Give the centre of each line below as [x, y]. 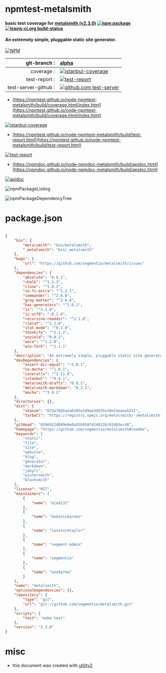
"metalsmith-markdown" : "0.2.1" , [57, 388]
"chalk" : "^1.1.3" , [43, 282]
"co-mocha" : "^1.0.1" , [46, 369]
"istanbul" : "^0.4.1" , [46, 379]
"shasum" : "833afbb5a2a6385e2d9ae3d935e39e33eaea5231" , [82, 411]
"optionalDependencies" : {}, [44, 590]
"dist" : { [24, 406]
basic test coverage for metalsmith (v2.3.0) [51, 23]
